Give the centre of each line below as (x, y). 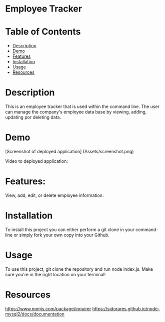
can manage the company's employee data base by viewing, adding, (76, 112)
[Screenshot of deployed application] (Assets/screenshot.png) (69, 151)
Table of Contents (43, 32)
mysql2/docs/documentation (35, 314)
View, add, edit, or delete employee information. (54, 195)
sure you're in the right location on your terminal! (55, 274)
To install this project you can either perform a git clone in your (70, 230)
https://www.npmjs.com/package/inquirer (48, 308)
